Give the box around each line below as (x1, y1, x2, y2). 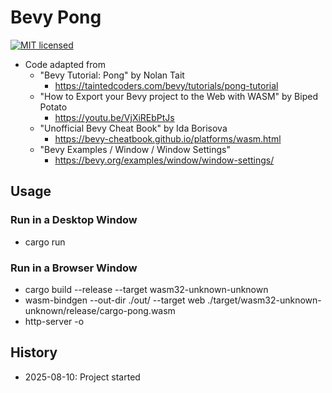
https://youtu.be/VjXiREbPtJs (54, 111, 175, 123)
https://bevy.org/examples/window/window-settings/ (54, 154, 275, 166)
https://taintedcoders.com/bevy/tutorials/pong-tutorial (54, 79, 279, 91)
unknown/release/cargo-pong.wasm (24, 304, 176, 316)
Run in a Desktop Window (10, 213, 138, 227)
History (10, 344, 58, 361)
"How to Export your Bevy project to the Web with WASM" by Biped (39, 90, 318, 102)
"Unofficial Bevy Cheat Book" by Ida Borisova (39, 122, 228, 134)
